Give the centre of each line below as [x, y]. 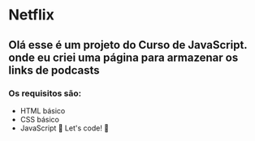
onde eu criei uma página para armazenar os [123, 57]
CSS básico [39, 119]
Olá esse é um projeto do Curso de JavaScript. [128, 45]
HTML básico [43, 110]
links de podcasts [54, 70]
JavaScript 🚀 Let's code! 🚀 [65, 128]
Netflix [31, 15]
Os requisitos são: [45, 93]
